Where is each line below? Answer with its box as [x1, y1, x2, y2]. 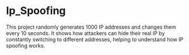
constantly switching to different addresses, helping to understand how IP [6, 36, 184, 43]
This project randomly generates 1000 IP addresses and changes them [6, 23, 176, 30]
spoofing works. [6, 42, 45, 49]
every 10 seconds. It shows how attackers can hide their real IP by [6, 29, 165, 36]
